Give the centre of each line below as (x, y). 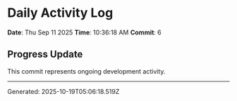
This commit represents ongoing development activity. (86, 71)
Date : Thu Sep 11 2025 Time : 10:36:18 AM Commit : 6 (84, 32)
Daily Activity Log (60, 13)
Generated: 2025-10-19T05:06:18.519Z (63, 91)
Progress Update (45, 54)
